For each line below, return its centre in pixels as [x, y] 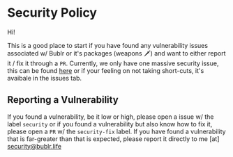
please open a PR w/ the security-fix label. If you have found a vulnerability [116, 131]
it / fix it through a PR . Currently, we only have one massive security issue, [113, 63]
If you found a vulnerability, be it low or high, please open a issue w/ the [111, 117]
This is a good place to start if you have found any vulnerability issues [107, 45]
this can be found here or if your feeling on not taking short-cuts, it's [106, 70]
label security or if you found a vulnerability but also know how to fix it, [110, 124]
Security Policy [52, 13]
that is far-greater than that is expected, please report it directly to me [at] [113, 139]
